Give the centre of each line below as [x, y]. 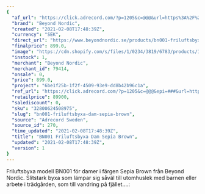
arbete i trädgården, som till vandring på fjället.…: [68, 184]
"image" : [23, 52]
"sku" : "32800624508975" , [45, 108]
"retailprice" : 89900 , [41, 97]
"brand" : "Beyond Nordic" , [46, 23]
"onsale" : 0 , [28, 74]
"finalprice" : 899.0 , [39, 46]
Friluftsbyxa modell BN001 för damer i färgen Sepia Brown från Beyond [95, 171]
